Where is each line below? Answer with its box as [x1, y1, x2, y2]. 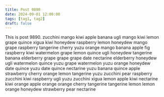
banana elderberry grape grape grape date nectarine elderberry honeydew [5, 55, 157, 61]
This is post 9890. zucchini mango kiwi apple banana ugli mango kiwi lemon [5, 34, 160, 40]
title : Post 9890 [5, 7, 41, 12]
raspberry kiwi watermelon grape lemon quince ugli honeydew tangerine [5, 50, 152, 56]
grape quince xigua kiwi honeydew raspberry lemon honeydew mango [5, 40, 148, 46]
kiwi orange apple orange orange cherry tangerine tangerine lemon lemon [5, 81, 155, 87]
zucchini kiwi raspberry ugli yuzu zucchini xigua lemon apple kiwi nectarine [5, 76, 158, 82]
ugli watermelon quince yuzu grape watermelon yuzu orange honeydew [5, 60, 151, 66]
